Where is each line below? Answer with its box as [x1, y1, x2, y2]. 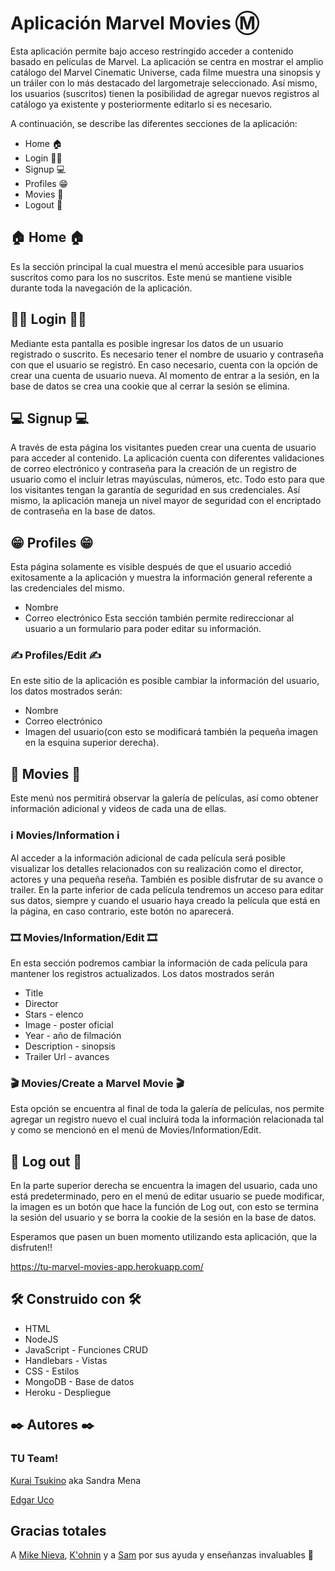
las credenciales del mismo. [10, 582, 125, 594]
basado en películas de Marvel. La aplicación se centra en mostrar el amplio [10, 55, 324, 67]
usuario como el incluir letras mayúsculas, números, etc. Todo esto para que [10, 473, 325, 486]
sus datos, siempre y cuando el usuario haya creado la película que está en [10, 894, 321, 906]
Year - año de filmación [24, 1029, 122, 1041]
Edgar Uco [10, 1493, 55, 1506]
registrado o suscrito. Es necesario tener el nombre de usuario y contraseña [10, 348, 324, 360]
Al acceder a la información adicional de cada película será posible [10, 852, 286, 864]
